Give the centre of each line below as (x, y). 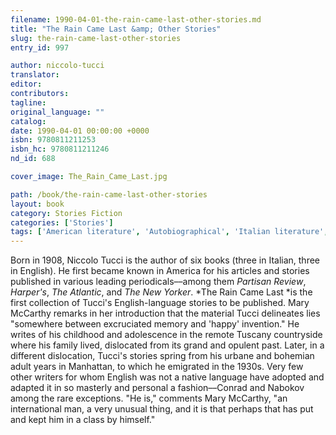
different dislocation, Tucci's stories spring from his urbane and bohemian (162, 356)
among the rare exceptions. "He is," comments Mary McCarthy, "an (149, 398)
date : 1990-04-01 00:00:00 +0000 (80, 131)
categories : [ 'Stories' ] (62, 222)
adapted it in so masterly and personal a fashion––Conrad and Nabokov (157, 388)
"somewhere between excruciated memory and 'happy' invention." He (155, 324)
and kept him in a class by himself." (83, 420)
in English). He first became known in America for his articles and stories (160, 271)
